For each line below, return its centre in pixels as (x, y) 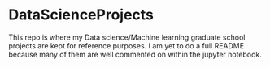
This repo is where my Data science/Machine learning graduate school (127, 37)
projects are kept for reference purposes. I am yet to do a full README (126, 45)
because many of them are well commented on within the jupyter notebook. (135, 54)
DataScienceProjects (81, 15)
